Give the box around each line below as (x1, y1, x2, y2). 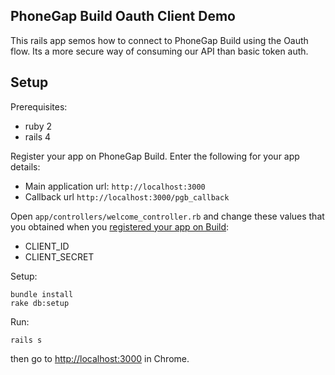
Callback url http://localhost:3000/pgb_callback (24, 190, 230, 203)
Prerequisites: (10, 100, 68, 113)
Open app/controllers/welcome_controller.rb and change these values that (10, 210, 325, 222)
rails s (10, 335, 43, 345)
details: (10, 160, 41, 173)
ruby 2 (24, 120, 52, 132)
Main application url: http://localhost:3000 (24, 180, 206, 192)
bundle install (10, 289, 74, 299)
